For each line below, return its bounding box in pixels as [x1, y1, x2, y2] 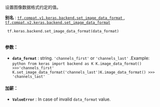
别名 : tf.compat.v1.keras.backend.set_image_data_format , [5, 15, 125, 21]
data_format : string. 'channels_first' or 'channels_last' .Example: [12, 55, 150, 61]
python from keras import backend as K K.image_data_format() [12, 61, 142, 66]
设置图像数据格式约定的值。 [5, 4, 61, 10]
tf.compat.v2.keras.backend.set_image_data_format [5, 20, 111, 25]
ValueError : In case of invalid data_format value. [12, 96, 111, 102]
